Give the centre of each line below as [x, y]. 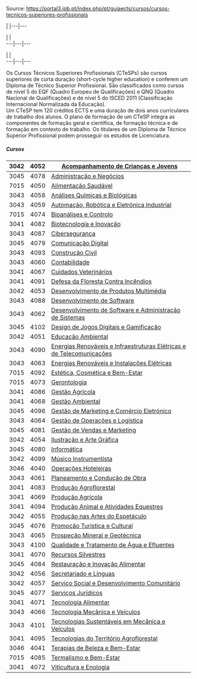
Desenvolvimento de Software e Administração [116, 310]
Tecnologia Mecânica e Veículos [96, 612]
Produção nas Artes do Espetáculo [99, 516]
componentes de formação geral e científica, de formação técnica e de [92, 123]
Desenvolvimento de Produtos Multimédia [109, 291]
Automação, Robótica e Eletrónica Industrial [111, 204]
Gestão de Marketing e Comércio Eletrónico [111, 410]
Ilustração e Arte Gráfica [85, 439]
